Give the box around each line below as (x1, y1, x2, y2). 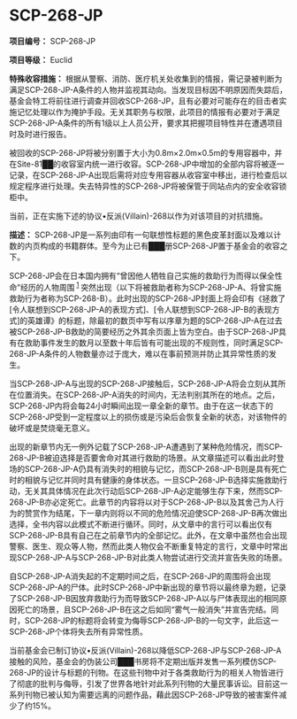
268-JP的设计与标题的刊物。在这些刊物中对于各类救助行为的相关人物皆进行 (9, 667, 285, 677)
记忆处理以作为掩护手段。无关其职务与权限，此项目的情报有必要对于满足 (16, 106, 280, 117)
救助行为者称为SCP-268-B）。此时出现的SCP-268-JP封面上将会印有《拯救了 (9, 293, 286, 304)
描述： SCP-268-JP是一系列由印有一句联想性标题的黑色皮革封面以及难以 (9, 229, 274, 240)
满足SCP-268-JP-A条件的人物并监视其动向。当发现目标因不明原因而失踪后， (9, 84, 288, 95)
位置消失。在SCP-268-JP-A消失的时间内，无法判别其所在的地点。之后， (16, 389, 280, 399)
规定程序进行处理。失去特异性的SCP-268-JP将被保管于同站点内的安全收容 (9, 181, 280, 191)
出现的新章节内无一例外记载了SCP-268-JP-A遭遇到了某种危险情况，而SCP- (9, 441, 284, 452)
